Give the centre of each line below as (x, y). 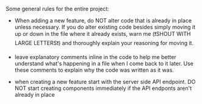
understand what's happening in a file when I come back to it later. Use (104, 64)
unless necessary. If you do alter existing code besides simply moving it (105, 27)
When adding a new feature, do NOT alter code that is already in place (103, 20)
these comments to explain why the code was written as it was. (94, 70)
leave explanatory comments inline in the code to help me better (95, 57)
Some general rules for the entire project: (57, 9)
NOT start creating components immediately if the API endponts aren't (103, 88)
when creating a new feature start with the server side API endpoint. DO (105, 82)
